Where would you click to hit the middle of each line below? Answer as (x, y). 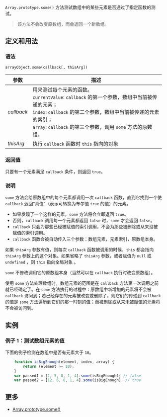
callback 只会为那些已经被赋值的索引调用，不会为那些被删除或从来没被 (85, 227)
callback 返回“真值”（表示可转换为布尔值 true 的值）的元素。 (68, 204)
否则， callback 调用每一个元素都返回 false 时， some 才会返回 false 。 (83, 221)
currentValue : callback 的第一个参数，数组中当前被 (92, 97)
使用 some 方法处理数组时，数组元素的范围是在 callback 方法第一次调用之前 (82, 283)
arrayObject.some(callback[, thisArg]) (46, 67)
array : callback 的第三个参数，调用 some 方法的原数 (92, 127)
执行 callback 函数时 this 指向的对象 (75, 144)
